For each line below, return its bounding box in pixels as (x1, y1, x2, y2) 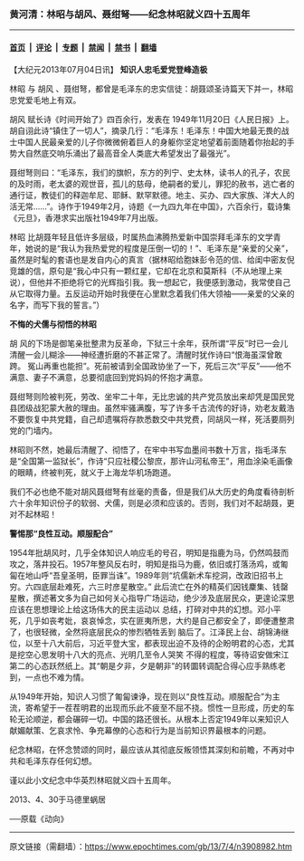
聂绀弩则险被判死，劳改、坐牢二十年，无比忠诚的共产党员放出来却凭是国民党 (9, 391, 295, 402)
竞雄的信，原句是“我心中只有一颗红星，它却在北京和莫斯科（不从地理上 (9, 265, 275, 276)
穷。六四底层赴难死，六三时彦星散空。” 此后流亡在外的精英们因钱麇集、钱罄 (9, 581, 290, 592)
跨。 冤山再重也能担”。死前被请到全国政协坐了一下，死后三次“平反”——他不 (9, 360, 292, 371)
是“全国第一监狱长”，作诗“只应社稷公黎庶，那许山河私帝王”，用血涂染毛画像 (9, 455, 293, 466)
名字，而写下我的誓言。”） (9, 299, 105, 310)
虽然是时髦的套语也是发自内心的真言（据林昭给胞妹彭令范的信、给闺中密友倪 (9, 254, 295, 264)
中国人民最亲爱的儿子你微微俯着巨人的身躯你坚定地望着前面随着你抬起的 (16, 136, 287, 147)
